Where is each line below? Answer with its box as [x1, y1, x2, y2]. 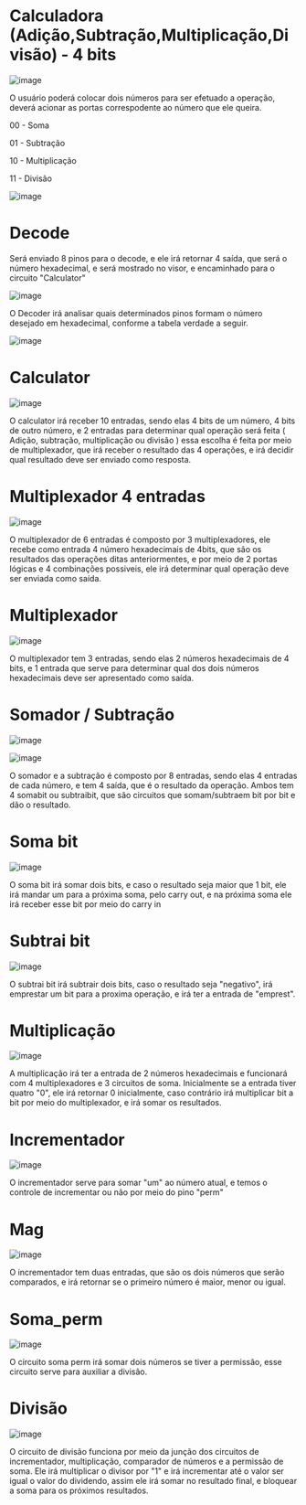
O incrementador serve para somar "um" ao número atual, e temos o [9, 1177, 268, 1189]
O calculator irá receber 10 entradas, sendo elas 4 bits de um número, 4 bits [9, 415, 296, 426]
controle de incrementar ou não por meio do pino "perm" [9, 1187, 224, 1198]
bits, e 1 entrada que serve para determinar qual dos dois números [9, 662, 259, 673]
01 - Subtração [9, 137, 66, 148]
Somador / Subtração [9, 704, 175, 725]
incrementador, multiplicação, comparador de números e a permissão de [9, 1456, 284, 1468]
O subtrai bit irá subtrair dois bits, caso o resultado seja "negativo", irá [9, 978, 273, 989]
